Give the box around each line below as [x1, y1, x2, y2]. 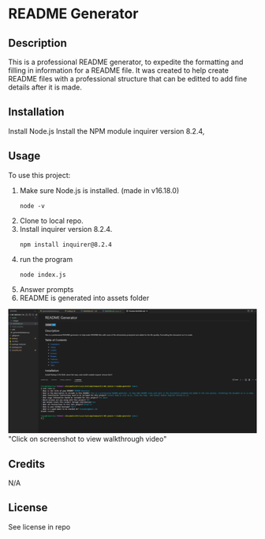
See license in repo [8, 522, 71, 531]
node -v [19, 202, 45, 210]
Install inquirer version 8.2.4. [19, 224, 113, 233]
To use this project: [8, 170, 71, 180]
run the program [19, 254, 73, 264]
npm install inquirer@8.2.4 [19, 241, 112, 249]
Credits [8, 457, 46, 471]
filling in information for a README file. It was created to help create [8, 66, 229, 75]
